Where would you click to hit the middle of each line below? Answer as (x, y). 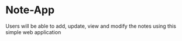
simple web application (33, 32)
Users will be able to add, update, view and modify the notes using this (91, 26)
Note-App (30, 10)
